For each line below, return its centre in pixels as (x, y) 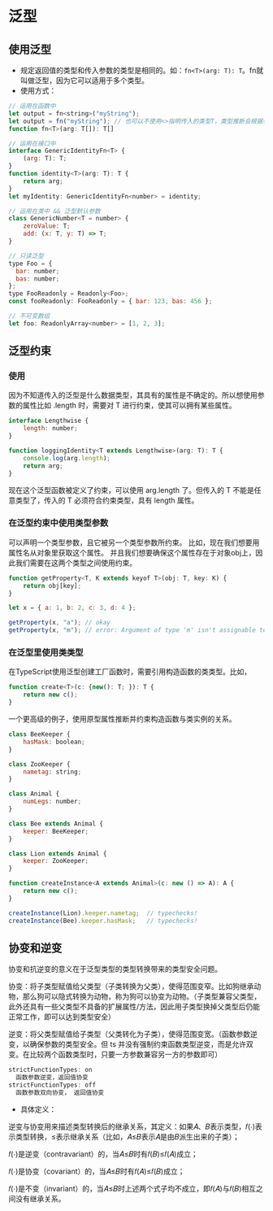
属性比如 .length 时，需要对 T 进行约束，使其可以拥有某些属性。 (130, 405)
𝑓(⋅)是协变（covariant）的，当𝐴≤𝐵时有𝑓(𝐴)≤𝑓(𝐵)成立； (97, 1171)
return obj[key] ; (52, 586)
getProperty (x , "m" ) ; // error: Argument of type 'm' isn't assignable (132, 630)
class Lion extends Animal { (58, 854)
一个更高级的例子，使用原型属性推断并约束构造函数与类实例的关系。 (122, 719)
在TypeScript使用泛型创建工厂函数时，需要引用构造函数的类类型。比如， (130, 672)
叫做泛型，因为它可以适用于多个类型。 (84, 81)
